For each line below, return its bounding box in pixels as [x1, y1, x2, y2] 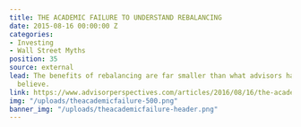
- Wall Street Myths [9, 47, 87, 55]
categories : [9, 30, 54, 38]
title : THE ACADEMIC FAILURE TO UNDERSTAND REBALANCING [9, 13, 222, 22]
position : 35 [9, 55, 58, 63]
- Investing [9, 38, 54, 47]
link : [9, 88, 30, 97]
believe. [17, 80, 50, 89]
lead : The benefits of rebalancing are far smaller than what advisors [9, 72, 282, 80]
